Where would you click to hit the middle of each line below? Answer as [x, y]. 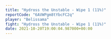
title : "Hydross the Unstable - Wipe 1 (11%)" [56, 10]
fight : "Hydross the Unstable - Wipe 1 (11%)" [56, 24]
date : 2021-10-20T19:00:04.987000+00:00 [49, 29]
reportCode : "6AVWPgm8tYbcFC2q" [40, 15]
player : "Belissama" [27, 19]
